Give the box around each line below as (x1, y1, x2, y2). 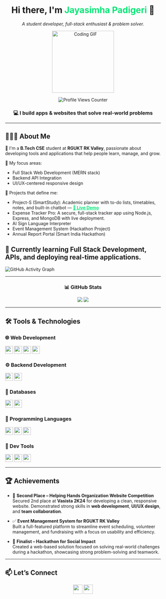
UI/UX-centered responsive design (12, 180, 83, 186)
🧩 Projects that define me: (5, 190, 58, 196)
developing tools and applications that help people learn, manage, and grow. (5, 151, 161, 157)
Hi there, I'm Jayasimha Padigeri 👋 (11, 4, 155, 16)
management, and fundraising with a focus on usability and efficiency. (12, 529, 156, 535)
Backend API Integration (12, 175, 62, 181)
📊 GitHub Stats (64, 284, 102, 291)
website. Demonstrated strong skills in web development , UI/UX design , (12, 503, 161, 509)
